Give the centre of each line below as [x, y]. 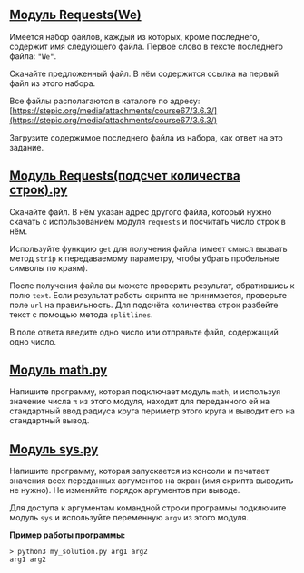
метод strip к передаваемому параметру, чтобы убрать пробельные [144, 258]
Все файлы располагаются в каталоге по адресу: [105, 101]
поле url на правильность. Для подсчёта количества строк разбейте [144, 305]
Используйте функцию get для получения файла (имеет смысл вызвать [148, 248]
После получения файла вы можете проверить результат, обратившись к [152, 286]
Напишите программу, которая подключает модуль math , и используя [145, 392]
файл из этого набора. [53, 83]
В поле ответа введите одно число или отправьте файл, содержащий [144, 332]
